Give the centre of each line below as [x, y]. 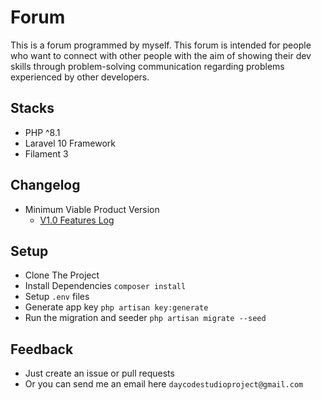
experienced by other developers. [80, 77]
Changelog [45, 185]
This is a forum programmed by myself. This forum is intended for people [161, 45]
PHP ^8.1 [42, 132]
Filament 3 [46, 153]
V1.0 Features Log [77, 220]
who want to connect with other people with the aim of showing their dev [161, 55]
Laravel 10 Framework [70, 143]
